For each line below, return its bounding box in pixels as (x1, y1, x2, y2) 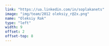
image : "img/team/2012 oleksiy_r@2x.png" (5, 11, 90, 16)
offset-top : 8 (5, 34, 34, 39)
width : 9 (5, 25, 23, 30)
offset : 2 (5, 29, 25, 34)
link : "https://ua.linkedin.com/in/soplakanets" (5, 7, 105, 12)
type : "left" (5, 20, 31, 25)
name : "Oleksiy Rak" (5, 16, 47, 21)
